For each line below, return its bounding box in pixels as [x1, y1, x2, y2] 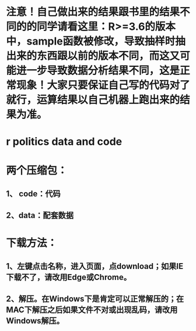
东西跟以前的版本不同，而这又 [37, 49, 180, 63]
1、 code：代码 [6, 189, 61, 199]
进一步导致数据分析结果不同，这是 [16, 64, 180, 77]
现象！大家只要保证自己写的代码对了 [16, 79, 191, 92]
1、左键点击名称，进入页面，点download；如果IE [6, 261, 184, 271]
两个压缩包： [6, 163, 68, 177]
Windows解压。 [6, 316, 64, 326]
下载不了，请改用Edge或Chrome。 [6, 272, 131, 282]
